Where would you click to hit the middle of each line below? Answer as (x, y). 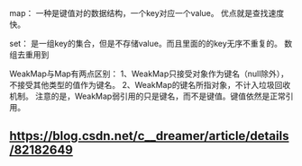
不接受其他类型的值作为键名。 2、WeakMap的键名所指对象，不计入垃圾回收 (150, 85)
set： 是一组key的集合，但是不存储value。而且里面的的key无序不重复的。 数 (151, 44)
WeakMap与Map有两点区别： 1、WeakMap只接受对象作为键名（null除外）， (149, 74)
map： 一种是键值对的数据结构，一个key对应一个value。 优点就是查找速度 (147, 13)
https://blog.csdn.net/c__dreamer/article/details (149, 136)
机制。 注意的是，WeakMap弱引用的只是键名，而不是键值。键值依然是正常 (147, 96)
